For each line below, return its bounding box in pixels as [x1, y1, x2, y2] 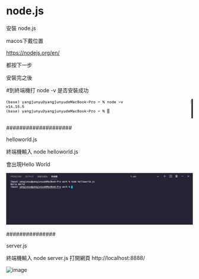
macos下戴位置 [6, 37, 43, 44]
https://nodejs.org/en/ [6, 49, 60, 56]
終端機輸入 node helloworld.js [6, 148, 79, 155]
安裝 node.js [6, 24, 37, 32]
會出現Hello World [6, 161, 50, 168]
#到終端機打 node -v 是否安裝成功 [6, 86, 89, 93]
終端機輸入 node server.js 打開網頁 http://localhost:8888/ [6, 254, 145, 261]
